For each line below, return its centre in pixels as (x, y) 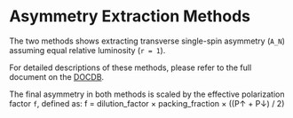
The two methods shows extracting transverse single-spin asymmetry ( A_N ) (147, 41)
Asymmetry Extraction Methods (130, 16)
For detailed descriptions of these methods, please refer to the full (131, 67)
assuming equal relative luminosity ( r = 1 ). (87, 50)
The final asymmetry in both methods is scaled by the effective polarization (147, 94)
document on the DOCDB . (57, 76)
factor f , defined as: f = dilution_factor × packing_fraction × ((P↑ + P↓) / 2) (147, 103)
